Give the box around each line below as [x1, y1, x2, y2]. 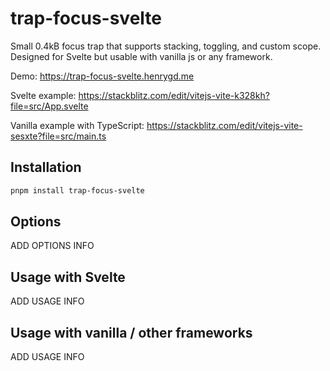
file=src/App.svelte [10, 100, 89, 112]
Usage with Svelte [10, 268, 126, 286]
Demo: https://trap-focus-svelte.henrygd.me [10, 70, 195, 82]
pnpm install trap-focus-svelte [10, 185, 145, 196]
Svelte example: [10, 89, 77, 101]
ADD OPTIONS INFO [10, 240, 95, 252]
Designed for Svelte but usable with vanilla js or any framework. [10, 50, 273, 62]
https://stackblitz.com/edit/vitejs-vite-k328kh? [78, 89, 270, 101]
